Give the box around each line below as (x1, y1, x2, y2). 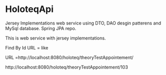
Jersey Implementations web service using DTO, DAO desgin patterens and (5, 20, 161, 26)
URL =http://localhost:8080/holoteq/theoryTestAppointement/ (5, 54, 134, 60)
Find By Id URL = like (5, 44, 49, 50)
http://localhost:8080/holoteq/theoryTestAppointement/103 (5, 64, 128, 70)
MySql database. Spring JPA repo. (5, 25, 76, 31)
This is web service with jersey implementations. (5, 35, 106, 41)
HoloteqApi (5, 3, 54, 15)
